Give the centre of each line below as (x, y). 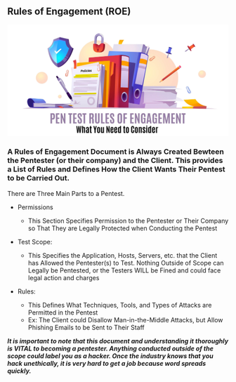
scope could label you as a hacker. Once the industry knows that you (110, 356)
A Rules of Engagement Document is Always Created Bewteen (116, 152)
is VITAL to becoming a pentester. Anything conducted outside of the (111, 348)
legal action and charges (64, 277)
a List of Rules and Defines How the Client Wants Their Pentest (117, 169)
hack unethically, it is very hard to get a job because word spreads (107, 363)
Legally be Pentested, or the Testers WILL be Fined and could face (124, 270)
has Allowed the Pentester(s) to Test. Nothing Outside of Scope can (126, 263)
